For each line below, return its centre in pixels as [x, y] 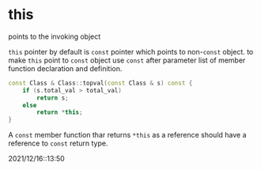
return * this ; [60, 112]
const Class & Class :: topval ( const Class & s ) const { [100, 83]
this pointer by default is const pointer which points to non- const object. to [131, 51]
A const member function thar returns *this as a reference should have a [127, 135]
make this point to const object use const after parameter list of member [127, 60]
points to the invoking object [55, 36]
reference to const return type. [58, 143]
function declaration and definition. [65, 68]
